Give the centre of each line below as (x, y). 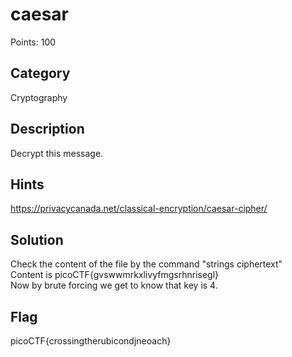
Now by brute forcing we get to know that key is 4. (114, 285)
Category (40, 73)
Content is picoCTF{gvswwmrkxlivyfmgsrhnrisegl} (115, 275)
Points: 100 (33, 42)
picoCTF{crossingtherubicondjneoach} (91, 341)
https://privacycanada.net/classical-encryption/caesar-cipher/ (139, 209)
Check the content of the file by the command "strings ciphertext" (146, 264)
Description (47, 129)
